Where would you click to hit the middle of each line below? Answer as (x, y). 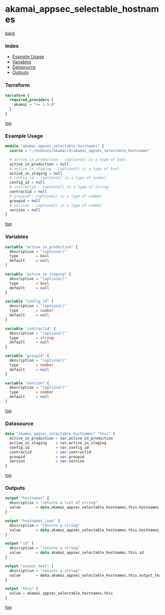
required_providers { (32, 100)
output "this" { (22, 589)
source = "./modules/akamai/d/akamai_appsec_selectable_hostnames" (80, 151)
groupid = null (25, 201)
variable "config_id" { (29, 302)
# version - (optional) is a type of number (56, 205)
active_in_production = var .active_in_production (61, 439)
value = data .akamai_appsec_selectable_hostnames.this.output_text (86, 575)
